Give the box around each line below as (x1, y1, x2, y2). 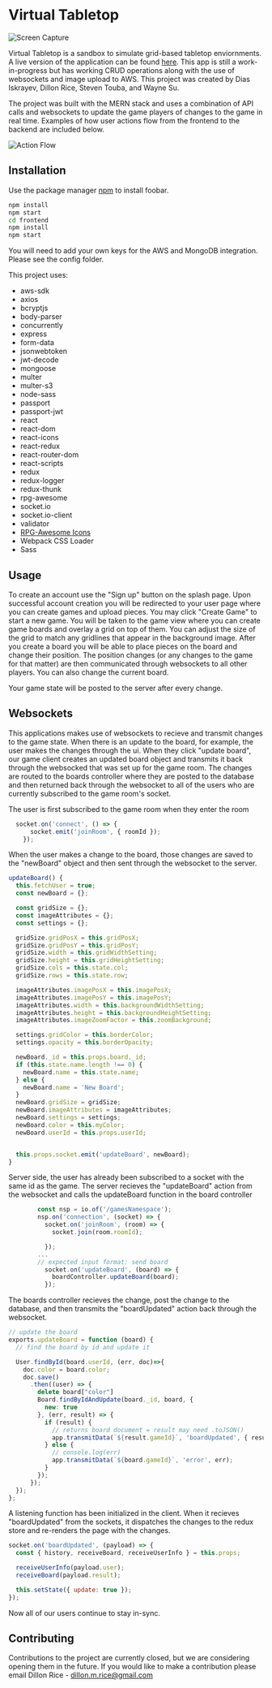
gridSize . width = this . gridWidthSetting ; (15, 948, 158, 957)
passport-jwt (19, 407, 63, 417)
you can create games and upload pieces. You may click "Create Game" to (8, 607, 257, 616)
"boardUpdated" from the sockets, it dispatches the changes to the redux (8, 1517, 253, 1527)
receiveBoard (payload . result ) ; (15, 1571, 121, 1579)
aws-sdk (19, 286, 50, 296)
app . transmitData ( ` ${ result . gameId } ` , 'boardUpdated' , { (51, 1433, 249, 1442)
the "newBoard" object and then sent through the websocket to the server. (8, 858, 257, 868)
